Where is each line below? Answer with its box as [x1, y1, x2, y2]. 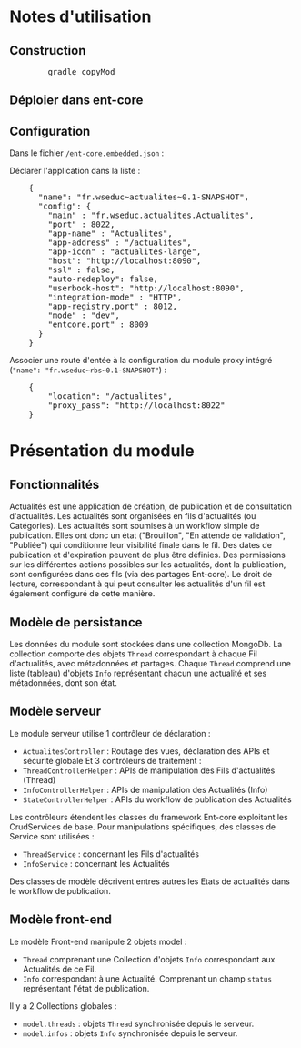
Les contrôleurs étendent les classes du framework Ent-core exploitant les [9, 811, 288, 822]
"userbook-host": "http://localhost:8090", [47, 283, 246, 293]
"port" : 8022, [47, 219, 115, 229]
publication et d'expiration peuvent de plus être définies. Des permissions [9, 549, 286, 561]
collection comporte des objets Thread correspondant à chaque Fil [9, 648, 257, 659]
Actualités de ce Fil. [22, 963, 97, 974]
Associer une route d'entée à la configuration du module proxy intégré [9, 355, 273, 366]
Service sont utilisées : [9, 830, 95, 841]
